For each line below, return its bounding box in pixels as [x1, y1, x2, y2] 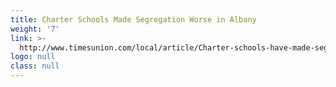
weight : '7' [10, 24, 60, 34]
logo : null [10, 52, 56, 62]
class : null [10, 61, 60, 71]
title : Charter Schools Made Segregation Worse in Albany [10, 14, 257, 25]
